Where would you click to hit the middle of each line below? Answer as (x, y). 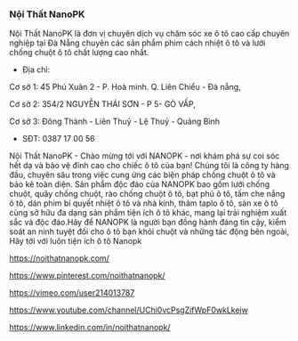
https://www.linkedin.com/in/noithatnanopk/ (90, 328)
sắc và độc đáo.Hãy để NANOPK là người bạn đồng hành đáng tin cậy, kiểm (148, 223)
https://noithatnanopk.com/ (59, 258)
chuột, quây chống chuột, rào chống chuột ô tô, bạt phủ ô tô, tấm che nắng (147, 194)
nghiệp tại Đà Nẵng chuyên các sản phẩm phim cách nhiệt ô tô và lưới (137, 43)
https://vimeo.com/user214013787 (72, 293)
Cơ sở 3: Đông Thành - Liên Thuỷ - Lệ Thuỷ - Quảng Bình (115, 122)
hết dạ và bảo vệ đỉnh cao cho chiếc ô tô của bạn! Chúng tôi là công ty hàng (149, 166)
